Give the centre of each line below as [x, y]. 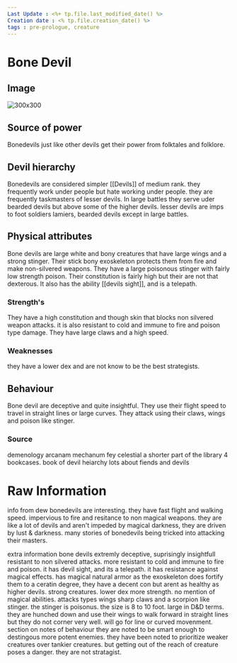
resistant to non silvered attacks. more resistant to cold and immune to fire [116, 562]
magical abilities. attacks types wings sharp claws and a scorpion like [109, 599]
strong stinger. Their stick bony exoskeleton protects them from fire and [112, 261]
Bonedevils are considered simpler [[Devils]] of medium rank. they [104, 184]
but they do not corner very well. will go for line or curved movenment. [110, 622]
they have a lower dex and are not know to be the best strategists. [104, 367]
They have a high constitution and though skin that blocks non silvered [110, 318]
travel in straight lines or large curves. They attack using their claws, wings [116, 413]
